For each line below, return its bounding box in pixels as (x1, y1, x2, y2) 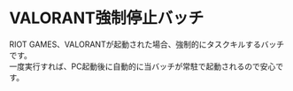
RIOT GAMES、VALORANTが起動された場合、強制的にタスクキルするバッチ (9, 39, 285, 49)
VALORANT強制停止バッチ (9, 8, 204, 28)
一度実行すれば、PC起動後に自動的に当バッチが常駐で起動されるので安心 (9, 61, 276, 72)
